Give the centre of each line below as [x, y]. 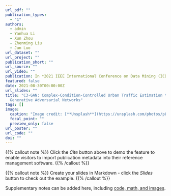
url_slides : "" [21, 90]
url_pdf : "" [18, 10]
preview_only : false [32, 123]
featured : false [22, 81]
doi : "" [13, 138]
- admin [18, 29]
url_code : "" [19, 133]
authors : [15, 24]
